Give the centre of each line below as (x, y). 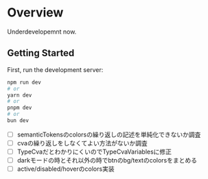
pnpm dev (20, 108)
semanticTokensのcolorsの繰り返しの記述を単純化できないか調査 (109, 134)
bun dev (18, 121)
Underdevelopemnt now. (42, 32)
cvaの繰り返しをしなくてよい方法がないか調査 (82, 143)
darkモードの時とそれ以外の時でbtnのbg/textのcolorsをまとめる (107, 160)
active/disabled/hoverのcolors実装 (66, 169)
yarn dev (20, 95)
